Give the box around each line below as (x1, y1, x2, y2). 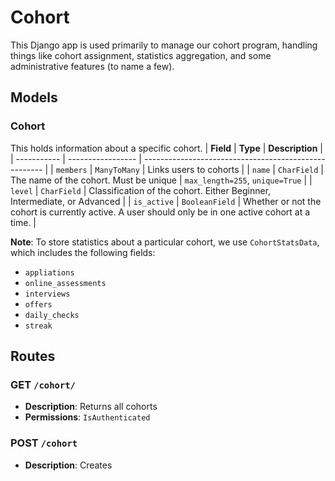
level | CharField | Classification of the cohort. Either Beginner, (10, 184, 272, 196)
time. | (10, 216, 37, 228)
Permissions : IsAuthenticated (24, 411, 151, 423)
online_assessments (24, 278, 107, 288)
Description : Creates (24, 459, 113, 471)
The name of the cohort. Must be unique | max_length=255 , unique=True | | (10, 174, 313, 186)
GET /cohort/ (10, 377, 76, 391)
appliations (24, 267, 75, 278)
